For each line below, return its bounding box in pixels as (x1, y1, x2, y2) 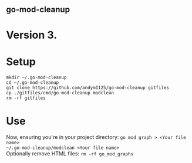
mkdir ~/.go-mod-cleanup (6, 74, 67, 80)
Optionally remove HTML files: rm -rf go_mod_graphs (6, 150, 134, 157)
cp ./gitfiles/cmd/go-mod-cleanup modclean (6, 90, 114, 96)
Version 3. (6, 28, 58, 42)
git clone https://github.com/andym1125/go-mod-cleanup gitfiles (6, 84, 169, 90)
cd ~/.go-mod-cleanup (6, 79, 59, 86)
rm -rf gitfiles (6, 95, 46, 101)
